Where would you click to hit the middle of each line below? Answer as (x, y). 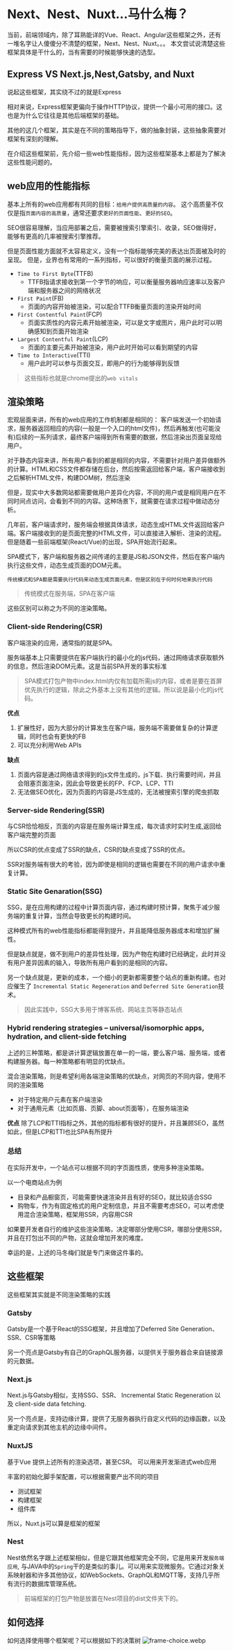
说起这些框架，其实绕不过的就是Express (64, 92)
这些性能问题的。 (32, 162)
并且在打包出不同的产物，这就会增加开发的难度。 (77, 1238)
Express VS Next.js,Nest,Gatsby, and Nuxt (101, 75)
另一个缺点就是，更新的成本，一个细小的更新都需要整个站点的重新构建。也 (113, 978)
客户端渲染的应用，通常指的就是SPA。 (62, 643)
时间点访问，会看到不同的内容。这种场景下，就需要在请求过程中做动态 (113, 501)
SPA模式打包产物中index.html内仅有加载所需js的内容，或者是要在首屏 (123, 681)
